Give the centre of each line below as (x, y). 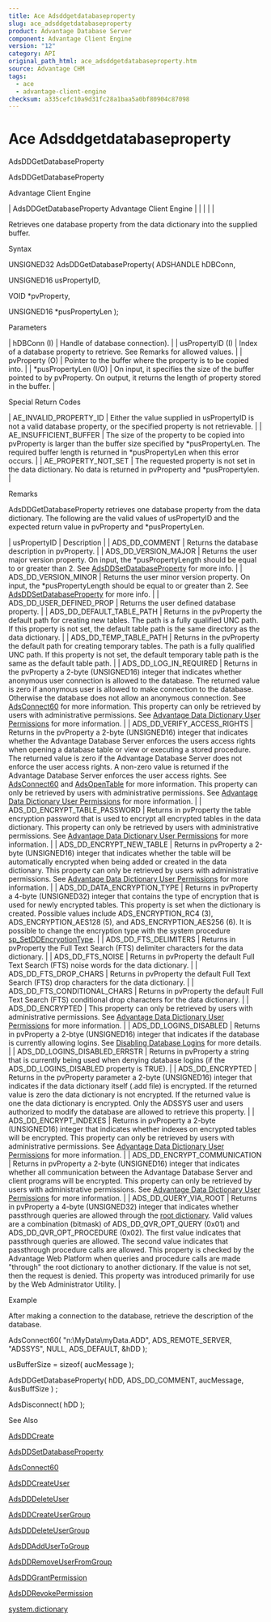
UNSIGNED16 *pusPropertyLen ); (64, 312)
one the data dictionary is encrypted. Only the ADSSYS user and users (126, 1103)
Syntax (20, 249)
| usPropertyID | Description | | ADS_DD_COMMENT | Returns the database (133, 543)
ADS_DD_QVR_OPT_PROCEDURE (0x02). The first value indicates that (125, 1233)
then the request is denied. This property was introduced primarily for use (131, 1276)
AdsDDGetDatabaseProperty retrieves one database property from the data (134, 510)
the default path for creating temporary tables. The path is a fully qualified (132, 646)
